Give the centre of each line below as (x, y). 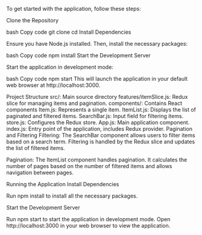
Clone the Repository (33, 20)
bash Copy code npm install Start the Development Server (78, 55)
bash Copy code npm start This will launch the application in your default (97, 79)
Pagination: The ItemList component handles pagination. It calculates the (97, 160)
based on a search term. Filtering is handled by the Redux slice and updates (101, 142)
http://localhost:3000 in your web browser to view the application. (88, 226)
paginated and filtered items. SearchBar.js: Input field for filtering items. (95, 116)
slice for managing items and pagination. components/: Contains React (94, 103)
